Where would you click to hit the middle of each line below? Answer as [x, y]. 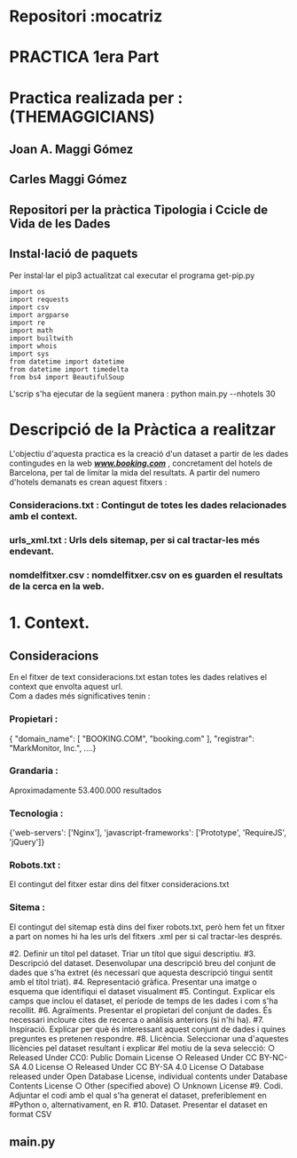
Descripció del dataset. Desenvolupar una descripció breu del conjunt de [143, 962]
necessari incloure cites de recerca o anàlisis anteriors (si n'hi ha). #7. [137, 1019]
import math [31, 331]
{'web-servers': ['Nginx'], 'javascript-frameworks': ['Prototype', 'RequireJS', [148, 833]
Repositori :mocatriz [86, 16]
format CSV [31, 1114]
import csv [29, 307]
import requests [39, 299]
